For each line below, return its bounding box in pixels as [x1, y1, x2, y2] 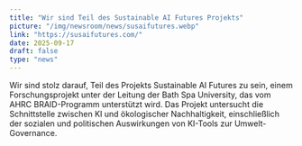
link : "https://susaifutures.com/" [9, 30, 143, 39]
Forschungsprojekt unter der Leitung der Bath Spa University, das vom [9, 89, 271, 100]
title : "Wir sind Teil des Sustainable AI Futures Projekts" [9, 13, 244, 23]
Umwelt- [233, 118, 267, 129]
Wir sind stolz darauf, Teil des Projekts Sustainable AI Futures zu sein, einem [9, 80, 293, 90]
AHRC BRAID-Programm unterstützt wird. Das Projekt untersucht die [9, 99, 264, 109]
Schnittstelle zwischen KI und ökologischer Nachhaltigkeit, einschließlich [9, 109, 280, 119]
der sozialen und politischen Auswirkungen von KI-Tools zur [9, 118, 233, 129]
